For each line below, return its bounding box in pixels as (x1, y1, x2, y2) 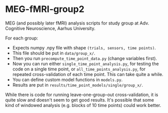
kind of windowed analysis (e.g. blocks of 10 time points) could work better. (5, 102, 161, 108)
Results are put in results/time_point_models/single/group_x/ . (12, 81, 143, 88)
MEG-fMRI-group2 (5, 3, 85, 15)
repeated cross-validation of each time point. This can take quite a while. (12, 71, 163, 77)
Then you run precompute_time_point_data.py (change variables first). (12, 55, 157, 61)
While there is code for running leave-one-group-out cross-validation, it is (5, 91, 158, 97)
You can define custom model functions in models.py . (12, 76, 123, 82)
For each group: (5, 35, 39, 41)
